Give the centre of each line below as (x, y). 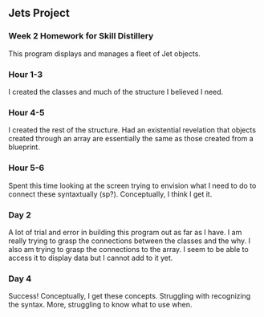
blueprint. (24, 147)
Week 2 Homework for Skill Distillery (81, 36)
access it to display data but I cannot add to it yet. (91, 258)
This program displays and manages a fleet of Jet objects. (104, 53)
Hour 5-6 (26, 168)
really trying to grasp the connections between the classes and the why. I (130, 241)
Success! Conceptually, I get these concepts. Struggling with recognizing (130, 296)
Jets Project (39, 13)
